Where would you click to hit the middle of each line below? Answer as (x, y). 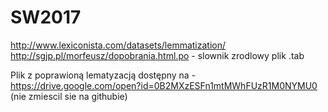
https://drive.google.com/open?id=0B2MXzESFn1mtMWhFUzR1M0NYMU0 (164, 85)
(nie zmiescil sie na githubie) (69, 96)
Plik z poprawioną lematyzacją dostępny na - (103, 75)
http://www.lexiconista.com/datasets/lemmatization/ (118, 45)
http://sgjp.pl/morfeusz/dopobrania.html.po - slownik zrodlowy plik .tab (157, 55)
